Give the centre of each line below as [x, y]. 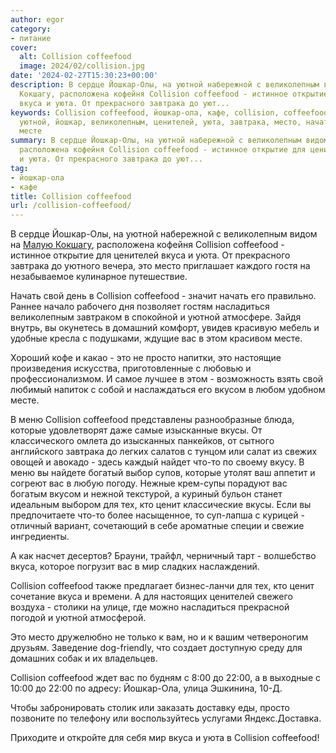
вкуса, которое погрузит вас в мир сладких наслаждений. [135, 567]
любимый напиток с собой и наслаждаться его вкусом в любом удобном [168, 390]
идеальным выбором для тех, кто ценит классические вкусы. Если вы [161, 505]
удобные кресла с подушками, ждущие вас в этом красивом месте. [156, 338]
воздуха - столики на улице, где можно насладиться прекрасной [150, 607]
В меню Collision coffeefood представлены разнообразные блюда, [152, 420]
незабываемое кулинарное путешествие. [99, 277]
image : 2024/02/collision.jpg [82, 66]
